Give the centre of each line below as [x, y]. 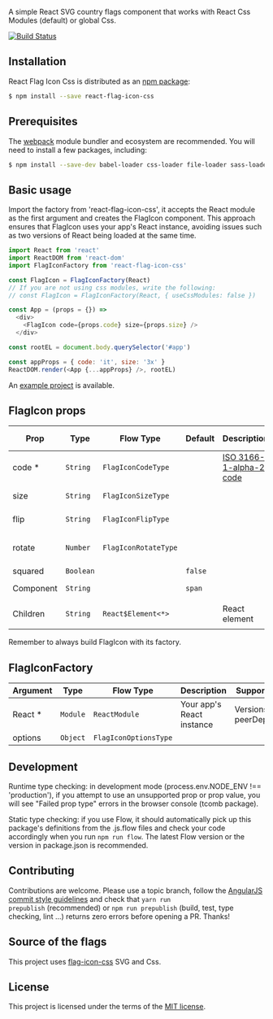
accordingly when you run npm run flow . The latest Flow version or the [127, 836]
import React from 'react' [54, 250]
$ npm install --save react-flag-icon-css [81, 96]
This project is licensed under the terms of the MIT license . [107, 1007]
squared [28, 571]
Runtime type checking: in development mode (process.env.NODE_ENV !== [135, 786]
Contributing [41, 871]
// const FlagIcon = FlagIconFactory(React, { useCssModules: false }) [132, 295]
